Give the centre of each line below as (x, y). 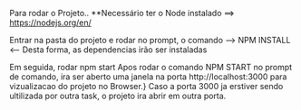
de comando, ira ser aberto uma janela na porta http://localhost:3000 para (148, 77)
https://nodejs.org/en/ (51, 23)
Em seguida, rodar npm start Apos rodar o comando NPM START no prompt (151, 67)
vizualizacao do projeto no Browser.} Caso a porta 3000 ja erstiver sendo (146, 86)
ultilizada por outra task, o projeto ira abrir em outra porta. (118, 96)
